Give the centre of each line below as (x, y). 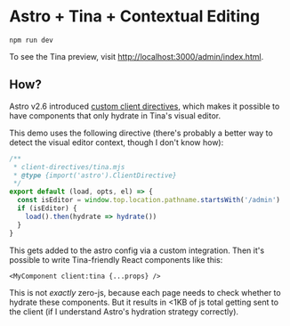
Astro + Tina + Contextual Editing (135, 16)
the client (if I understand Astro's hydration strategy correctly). (124, 311)
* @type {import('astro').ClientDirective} (95, 175)
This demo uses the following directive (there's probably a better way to (141, 133)
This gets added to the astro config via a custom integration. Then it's (137, 250)
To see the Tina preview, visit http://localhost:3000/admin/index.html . (137, 56)
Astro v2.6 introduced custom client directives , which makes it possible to (145, 106)
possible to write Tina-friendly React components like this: (116, 259)
